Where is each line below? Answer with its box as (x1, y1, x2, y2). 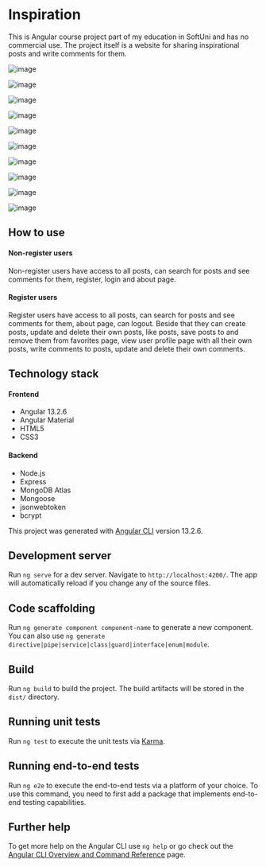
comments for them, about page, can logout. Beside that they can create (8, 318, 246, 328)
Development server (8, 549, 112, 562)
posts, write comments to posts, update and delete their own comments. (8, 344, 245, 353)
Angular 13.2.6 (19, 407, 67, 417)
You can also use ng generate (8, 631, 106, 641)
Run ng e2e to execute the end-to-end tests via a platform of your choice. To (8, 780, 259, 790)
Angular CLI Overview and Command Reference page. (8, 850, 186, 860)
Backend (8, 450, 38, 460)
